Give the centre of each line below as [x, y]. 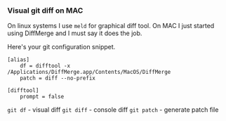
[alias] [19, 60]
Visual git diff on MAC [45, 11]
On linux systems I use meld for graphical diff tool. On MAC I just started [111, 26]
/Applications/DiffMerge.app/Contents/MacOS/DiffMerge [89, 72]
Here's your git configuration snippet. [61, 47]
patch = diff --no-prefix [58, 78]
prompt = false [42, 97]
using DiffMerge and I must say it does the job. [75, 33]
